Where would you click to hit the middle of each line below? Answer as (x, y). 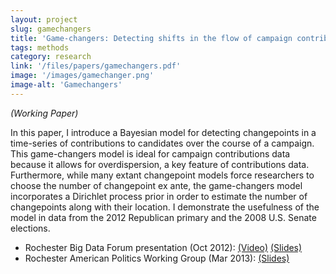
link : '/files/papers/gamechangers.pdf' (96, 66)
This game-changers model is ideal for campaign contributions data (150, 153)
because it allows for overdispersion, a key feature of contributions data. (160, 164)
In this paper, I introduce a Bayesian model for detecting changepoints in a (163, 132)
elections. (30, 228)
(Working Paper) (44, 113)
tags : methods (40, 47)
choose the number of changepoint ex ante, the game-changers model (156, 185)
